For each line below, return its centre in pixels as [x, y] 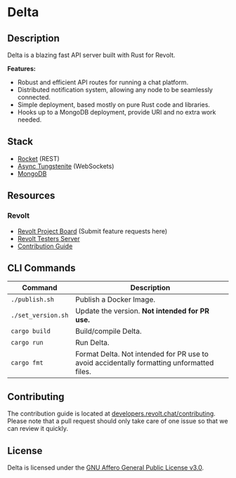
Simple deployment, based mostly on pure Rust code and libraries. [114, 105]
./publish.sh [33, 300]
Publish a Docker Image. [115, 299]
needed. [29, 119]
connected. [34, 97]
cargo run [27, 343]
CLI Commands [41, 268]
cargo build [31, 331]
